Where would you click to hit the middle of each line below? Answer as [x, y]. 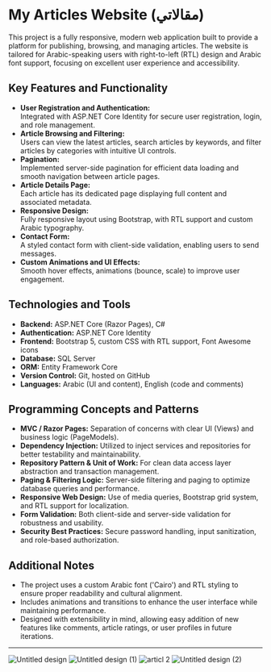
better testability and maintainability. [80, 454]
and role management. [57, 125]
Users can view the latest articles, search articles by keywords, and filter [141, 142]
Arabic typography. [52, 227]
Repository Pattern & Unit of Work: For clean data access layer [125, 463]
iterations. [37, 637]
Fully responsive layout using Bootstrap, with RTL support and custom [136, 219]
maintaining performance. [63, 611]
